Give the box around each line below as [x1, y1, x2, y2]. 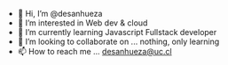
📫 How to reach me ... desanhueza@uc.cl [17, 47, 172, 56]
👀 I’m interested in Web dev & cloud [17, 18, 148, 28]
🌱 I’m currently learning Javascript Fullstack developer [17, 27, 217, 37]
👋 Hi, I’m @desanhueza [17, 9, 103, 18]
